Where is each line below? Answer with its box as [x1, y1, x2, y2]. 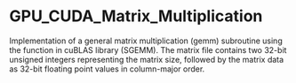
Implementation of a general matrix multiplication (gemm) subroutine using [9, 35, 283, 46]
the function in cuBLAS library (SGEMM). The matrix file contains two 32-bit [9, 44, 287, 55]
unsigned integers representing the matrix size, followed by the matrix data [9, 54, 284, 64]
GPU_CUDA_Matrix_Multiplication [9, 6, 263, 26]
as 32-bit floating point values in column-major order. [9, 64, 205, 74]
